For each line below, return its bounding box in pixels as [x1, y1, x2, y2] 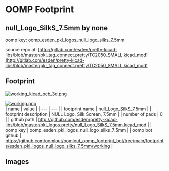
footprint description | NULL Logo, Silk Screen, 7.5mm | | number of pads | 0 [5, 111, 163, 117]
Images [5, 157, 29, 166]
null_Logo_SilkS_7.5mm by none [5, 24, 108, 32]
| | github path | [5, 116, 37, 122]
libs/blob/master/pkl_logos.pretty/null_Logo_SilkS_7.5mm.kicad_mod [5, 122, 147, 128]
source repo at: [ [5, 47, 40, 52]
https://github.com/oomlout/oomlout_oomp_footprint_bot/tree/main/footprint [5, 137, 164, 144]
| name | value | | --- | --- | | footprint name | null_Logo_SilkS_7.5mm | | [5, 106, 152, 112]
